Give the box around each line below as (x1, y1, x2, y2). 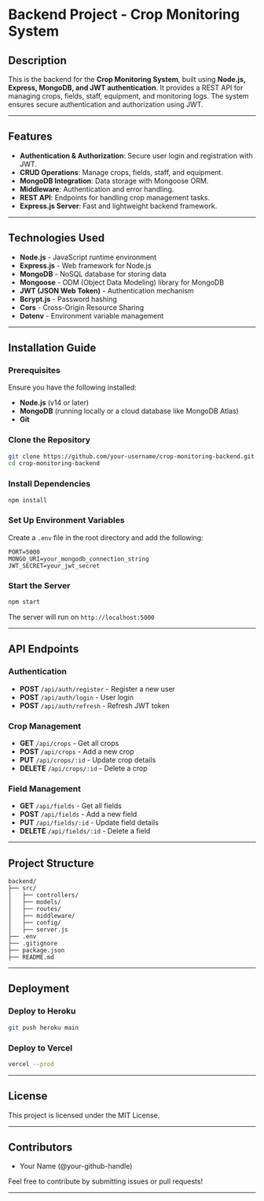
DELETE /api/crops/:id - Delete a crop (19, 763, 148, 773)
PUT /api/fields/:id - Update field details (19, 818, 159, 827)
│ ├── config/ (8, 919, 61, 927)
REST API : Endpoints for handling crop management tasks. (19, 192, 211, 202)
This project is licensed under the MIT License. (8, 1110, 160, 1120)
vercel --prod (8, 1060, 55, 1068)
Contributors (8, 1141, 73, 1154)
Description (8, 54, 67, 67)
